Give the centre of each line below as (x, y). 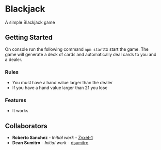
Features (16, 100)
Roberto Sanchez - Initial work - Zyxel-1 (52, 138)
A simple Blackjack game (30, 22)
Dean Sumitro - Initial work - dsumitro (50, 143)
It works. (21, 111)
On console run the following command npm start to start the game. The (77, 49)
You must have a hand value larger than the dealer (62, 83)
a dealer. (14, 60)
